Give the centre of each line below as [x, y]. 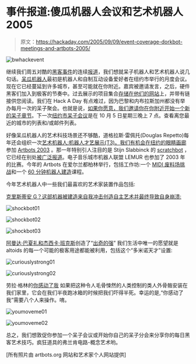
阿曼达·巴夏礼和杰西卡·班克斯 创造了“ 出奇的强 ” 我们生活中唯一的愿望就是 [92, 242]
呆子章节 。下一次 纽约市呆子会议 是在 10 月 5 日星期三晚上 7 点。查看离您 [98, 115]
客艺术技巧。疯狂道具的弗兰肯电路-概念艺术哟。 [64, 342]
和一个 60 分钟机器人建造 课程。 [49, 171]
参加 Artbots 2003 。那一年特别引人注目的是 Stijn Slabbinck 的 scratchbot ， [98, 150]
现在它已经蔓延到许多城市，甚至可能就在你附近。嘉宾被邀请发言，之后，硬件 [98, 86]
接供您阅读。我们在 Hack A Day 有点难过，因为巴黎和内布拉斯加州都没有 [93, 100]
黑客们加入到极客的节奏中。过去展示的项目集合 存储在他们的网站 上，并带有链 [98, 93]
